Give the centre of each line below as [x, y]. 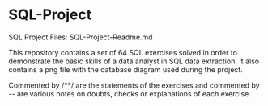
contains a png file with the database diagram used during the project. [125, 69]
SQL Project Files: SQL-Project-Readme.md [81, 37]
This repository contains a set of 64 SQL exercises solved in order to [123, 52]
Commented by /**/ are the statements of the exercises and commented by [134, 85]
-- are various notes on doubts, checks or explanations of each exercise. [130, 93]
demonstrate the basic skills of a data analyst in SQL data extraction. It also [134, 61]
